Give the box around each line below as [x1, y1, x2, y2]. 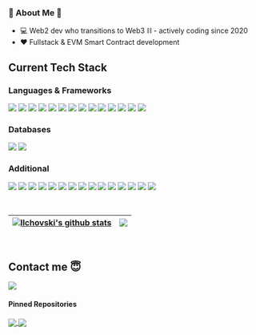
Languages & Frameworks [8, 84, 112, 95]
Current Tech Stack [8, 60, 108, 75]
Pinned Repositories [8, 299, 78, 309]
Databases [8, 123, 51, 135]
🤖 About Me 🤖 [8, 7, 62, 18]
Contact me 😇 [8, 260, 82, 273]
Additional [8, 163, 50, 175]
